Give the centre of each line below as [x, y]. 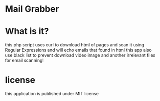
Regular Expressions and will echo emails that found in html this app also [78, 50]
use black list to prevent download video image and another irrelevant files [80, 55]
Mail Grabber [32, 9]
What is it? [27, 31]
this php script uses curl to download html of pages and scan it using [75, 45]
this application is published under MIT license [52, 94]
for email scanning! [24, 61]
